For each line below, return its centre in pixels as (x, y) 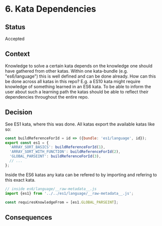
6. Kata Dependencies (51, 9)
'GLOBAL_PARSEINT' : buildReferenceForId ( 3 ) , (55, 156)
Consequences (29, 217)
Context (18, 54)
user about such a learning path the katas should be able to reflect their (77, 92)
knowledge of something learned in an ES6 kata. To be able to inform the (78, 86)
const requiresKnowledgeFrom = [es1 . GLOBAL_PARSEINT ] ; (62, 202)
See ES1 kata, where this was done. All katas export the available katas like (80, 124)
